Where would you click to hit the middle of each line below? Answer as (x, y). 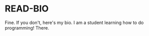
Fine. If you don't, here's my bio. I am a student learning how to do (74, 22)
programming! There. (27, 27)
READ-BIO (27, 9)
